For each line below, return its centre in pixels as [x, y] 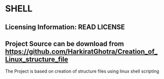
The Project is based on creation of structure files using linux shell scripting [82, 71]
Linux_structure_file [37, 59]
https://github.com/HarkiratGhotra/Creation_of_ [81, 51]
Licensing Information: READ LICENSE [65, 27]
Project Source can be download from [65, 43]
